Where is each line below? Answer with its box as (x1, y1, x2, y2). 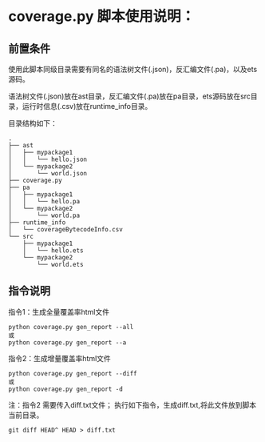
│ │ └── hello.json (8, 155, 88, 163)
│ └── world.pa (8, 211, 81, 219)
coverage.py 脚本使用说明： (8, 7, 196, 26)
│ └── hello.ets (22, 247, 84, 255)
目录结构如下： (8, 119, 57, 128)
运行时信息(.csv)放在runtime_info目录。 (22, 102, 152, 110)
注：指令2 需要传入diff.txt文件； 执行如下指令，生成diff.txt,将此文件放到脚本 (8, 400, 257, 409)
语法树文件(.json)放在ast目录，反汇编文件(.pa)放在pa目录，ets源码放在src (8, 91, 251, 101)
